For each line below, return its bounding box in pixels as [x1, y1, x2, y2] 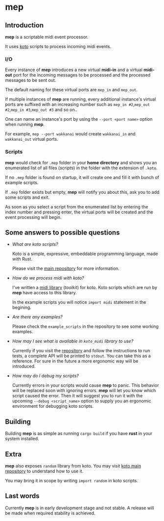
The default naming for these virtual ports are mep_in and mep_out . [5, 87, 138, 93]
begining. [12, 305, 32, 311]
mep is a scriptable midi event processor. [5, 34, 89, 40]
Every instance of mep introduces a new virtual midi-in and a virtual [5, 67, 143, 73]
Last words [5, 492, 40, 500]
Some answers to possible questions [5, 228, 120, 236]
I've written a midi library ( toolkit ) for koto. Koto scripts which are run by [12, 285, 158, 290]
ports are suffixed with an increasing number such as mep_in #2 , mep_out [5, 102, 150, 107]
